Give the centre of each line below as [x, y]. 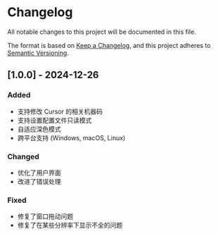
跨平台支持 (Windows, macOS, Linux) [71, 137]
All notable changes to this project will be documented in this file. [102, 32]
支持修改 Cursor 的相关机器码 [60, 111]
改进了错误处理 [39, 181]
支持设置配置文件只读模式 [54, 120]
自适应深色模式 [39, 129]
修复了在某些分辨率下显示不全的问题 [70, 225]
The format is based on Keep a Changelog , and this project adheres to [109, 45]
